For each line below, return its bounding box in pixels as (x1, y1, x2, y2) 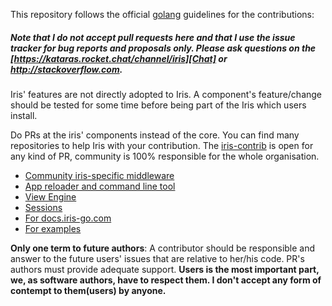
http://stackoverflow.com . (10, 63, 123, 75)
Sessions (24, 201, 63, 213)
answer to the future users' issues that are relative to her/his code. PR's (10, 252, 305, 264)
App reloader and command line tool (24, 180, 176, 192)
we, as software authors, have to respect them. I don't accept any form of (10, 274, 322, 286)
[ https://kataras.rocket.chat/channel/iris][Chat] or (10, 52, 228, 64)
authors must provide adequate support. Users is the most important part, (10, 263, 320, 275)
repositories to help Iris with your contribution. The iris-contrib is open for (10, 139, 314, 151)
